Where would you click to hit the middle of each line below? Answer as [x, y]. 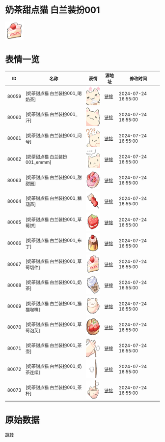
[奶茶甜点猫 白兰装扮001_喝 [54, 94]
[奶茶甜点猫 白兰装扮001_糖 [54, 198]
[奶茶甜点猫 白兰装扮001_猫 [54, 303]
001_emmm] [38, 162]
